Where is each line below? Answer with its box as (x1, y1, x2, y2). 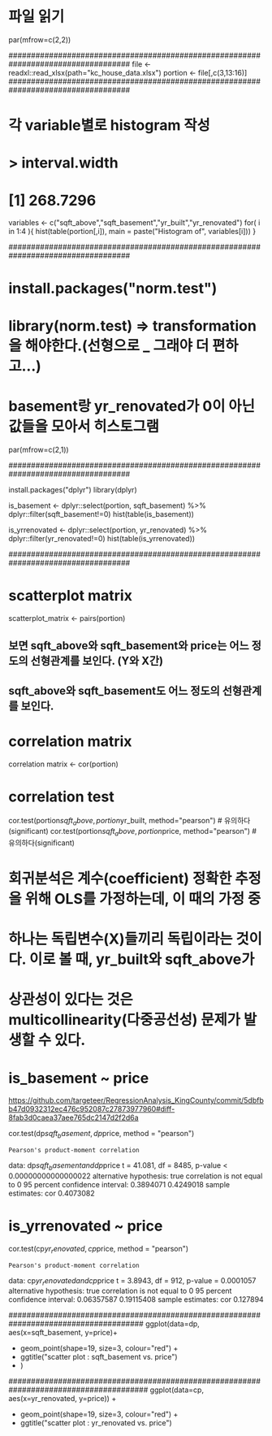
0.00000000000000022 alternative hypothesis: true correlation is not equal (8, 1171, 263, 1181)
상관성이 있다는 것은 (8, 991, 134, 1009)
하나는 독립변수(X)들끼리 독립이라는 (8, 930, 233, 948)
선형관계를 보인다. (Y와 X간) (30, 653, 164, 667)
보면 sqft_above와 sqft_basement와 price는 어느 (8, 639, 249, 653)
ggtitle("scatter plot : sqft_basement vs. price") (19, 1352, 178, 1362)
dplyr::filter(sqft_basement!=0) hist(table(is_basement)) (8, 509, 195, 518)
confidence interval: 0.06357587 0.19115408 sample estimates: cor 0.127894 (8, 1295, 264, 1304)
